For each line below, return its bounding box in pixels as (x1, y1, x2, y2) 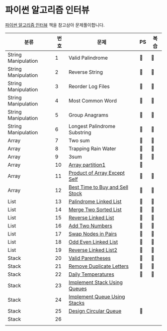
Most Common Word (69, 97, 117, 104)
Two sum (69, 137, 90, 144)
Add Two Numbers (69, 222, 113, 229)
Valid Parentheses (69, 254, 111, 261)
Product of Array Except (69, 169, 125, 176)
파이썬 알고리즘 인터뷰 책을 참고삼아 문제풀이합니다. (5, 22, 105, 28)
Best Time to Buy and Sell (69, 184, 128, 191)
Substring (69, 129, 91, 136)
